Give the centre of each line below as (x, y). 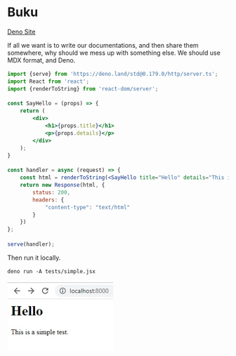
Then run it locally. (34, 258)
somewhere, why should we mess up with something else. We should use (114, 53)
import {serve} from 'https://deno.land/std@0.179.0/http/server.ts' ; (113, 74)
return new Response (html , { (63, 185)
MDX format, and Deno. (41, 60)
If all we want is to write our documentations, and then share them (103, 45)
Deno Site (21, 32)
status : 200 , (52, 192)
